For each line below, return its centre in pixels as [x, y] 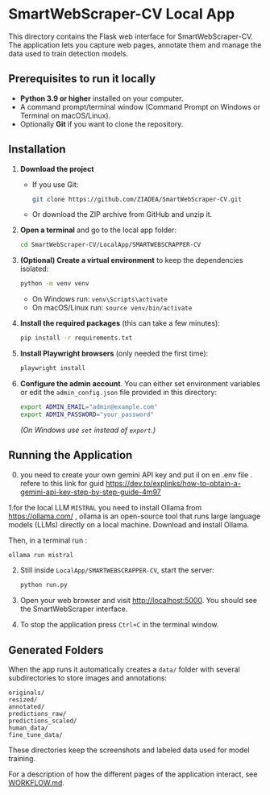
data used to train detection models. [69, 53]
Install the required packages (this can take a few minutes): [120, 323]
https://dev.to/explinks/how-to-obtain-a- [174, 483]
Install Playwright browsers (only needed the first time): [114, 354]
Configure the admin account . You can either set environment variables [140, 383]
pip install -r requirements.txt [76, 338]
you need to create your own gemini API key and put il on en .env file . [136, 475]
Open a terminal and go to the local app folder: [98, 230]
